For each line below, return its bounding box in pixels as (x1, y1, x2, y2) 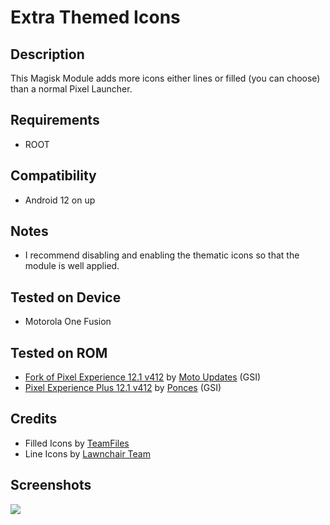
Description (10, 46, 85, 63)
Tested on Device (10, 289, 122, 306)
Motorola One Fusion (24, 316, 112, 328)
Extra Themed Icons (10, 6, 181, 29)
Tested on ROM (10, 344, 108, 361)
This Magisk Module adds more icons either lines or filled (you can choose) (10, 72, 321, 84)
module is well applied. (24, 260, 120, 272)
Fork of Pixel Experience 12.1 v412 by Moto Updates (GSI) (24, 371, 261, 383)
